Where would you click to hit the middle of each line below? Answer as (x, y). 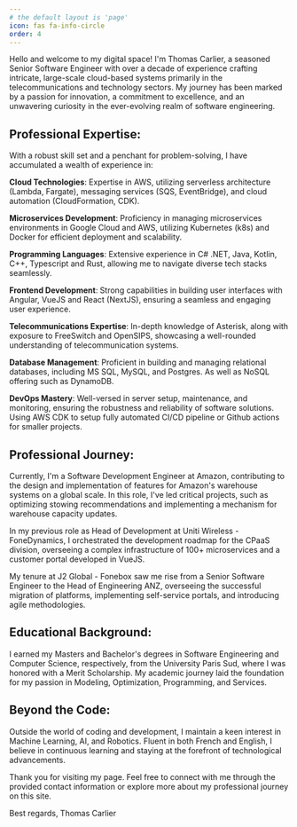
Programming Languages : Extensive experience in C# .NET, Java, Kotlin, (143, 255)
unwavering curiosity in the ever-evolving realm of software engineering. (142, 106)
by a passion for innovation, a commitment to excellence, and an (127, 97)
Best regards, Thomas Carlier (63, 813)
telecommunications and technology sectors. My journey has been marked (146, 87)
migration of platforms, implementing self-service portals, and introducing (144, 595)
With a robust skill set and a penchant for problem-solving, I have (129, 155)
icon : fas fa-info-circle (57, 26)
